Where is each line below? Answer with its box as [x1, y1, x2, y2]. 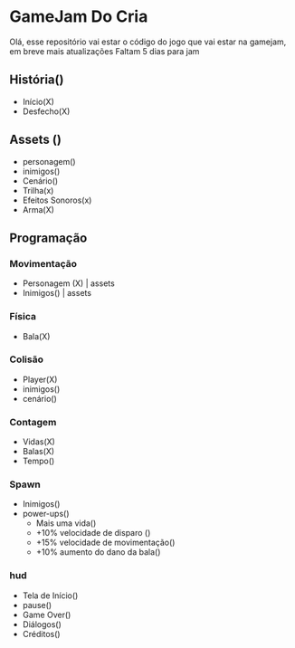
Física [9, 310, 36, 323]
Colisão [9, 353, 43, 366]
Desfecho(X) [22, 106, 71, 117]
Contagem [9, 415, 57, 428]
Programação [9, 230, 88, 245]
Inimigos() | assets [22, 288, 92, 299]
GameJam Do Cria [9, 6, 148, 27]
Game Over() [22, 609, 71, 620]
